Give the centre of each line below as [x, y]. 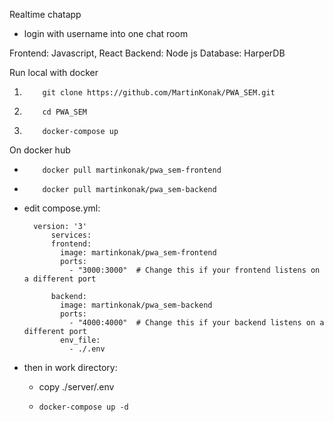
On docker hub [40, 150]
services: [71, 235]
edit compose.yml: [62, 208]
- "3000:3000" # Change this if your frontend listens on [194, 270]
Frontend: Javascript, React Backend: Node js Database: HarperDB [147, 53]
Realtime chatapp [45, 14]
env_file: [80, 340]
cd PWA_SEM [65, 112]
